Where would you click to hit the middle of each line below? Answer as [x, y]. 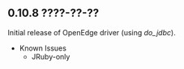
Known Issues [43, 48]
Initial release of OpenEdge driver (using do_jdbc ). [92, 32]
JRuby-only [51, 56]
